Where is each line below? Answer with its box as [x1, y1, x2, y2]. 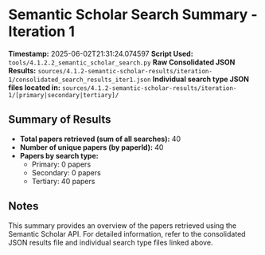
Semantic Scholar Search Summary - [8, 6, 258, 24]
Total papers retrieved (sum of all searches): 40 [19, 134, 181, 143]
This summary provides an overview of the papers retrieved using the [8, 221, 237, 230]
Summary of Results [8, 113, 111, 127]
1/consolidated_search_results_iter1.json [8, 76, 151, 84]
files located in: [8, 82, 61, 92]
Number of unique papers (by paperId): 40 [19, 142, 164, 152]
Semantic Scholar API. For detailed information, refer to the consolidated [8, 229, 246, 238]
